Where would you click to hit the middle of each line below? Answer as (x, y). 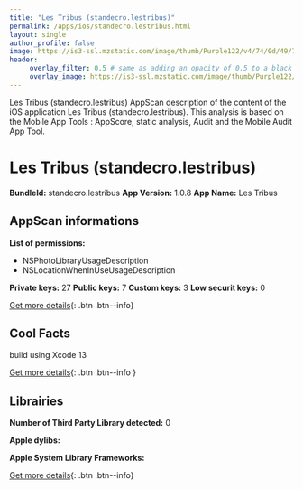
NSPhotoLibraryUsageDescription (85, 260)
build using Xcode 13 (48, 355)
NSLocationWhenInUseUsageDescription (99, 270)
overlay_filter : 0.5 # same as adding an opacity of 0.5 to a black (161, 69)
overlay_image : (58, 77)
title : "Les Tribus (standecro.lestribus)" (92, 18)
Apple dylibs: (35, 440)
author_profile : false (52, 43)
